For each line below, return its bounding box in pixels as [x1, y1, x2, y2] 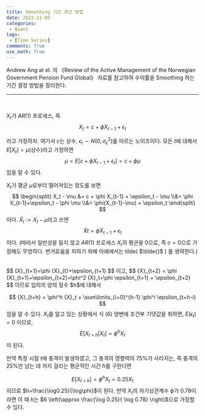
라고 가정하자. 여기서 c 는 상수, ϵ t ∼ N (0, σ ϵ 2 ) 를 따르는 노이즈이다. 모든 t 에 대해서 [6, 136, 197, 146]
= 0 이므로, [6, 319, 34, 326]
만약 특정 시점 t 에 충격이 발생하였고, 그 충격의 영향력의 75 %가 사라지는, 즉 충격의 [6, 354, 198, 362]
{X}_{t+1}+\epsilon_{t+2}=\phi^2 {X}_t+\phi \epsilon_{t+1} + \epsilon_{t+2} [6, 274, 191, 281]
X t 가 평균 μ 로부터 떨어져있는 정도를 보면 [6, 181, 101, 191]
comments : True [6, 43, 45, 49]
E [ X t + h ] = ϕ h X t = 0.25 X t [71, 374, 134, 384]
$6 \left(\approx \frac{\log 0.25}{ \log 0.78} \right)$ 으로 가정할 [40, 396, 195, 403]
